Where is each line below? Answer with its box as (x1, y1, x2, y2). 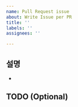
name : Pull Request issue (6, 8, 69, 15)
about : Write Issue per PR (6, 14, 72, 20)
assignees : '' (6, 31, 41, 36)
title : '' (6, 19, 30, 25)
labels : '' (6, 25, 33, 31)
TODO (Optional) (6, 92, 69, 102)
